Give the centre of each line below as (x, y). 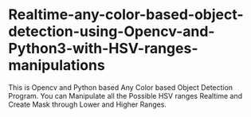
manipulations (57, 66)
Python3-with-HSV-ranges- (103, 49)
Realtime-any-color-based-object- (126, 15)
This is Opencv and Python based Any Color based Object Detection (121, 87)
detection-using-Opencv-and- (112, 31)
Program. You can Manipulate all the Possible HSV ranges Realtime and (125, 96)
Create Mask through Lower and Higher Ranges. (88, 104)
